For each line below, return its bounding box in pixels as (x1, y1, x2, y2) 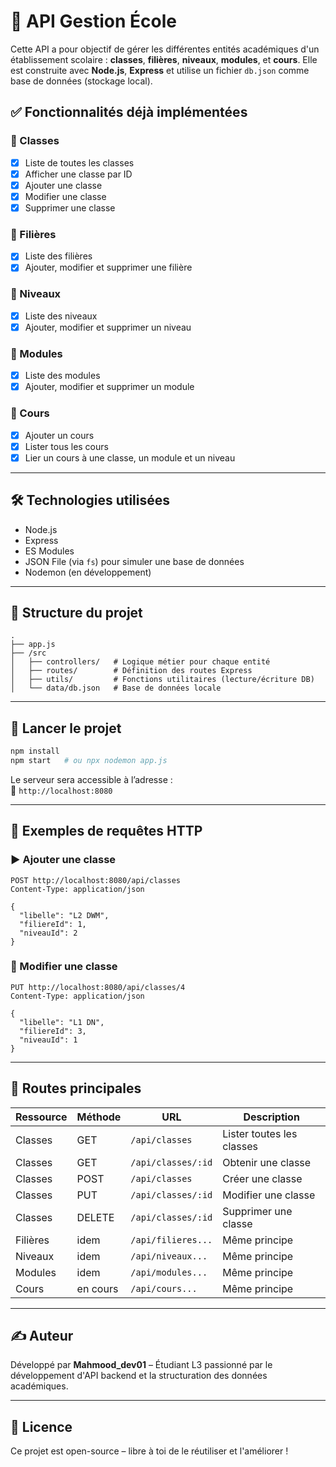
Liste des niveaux (24, 310, 98, 322)
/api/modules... (130, 1266, 208, 1278)
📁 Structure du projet (10, 604, 143, 621)
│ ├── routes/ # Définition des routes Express (10, 666, 253, 676)
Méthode (76, 1110, 122, 1124)
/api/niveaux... (130, 1250, 208, 1262)
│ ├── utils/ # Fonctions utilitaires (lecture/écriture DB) (10, 675, 315, 685)
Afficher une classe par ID (24, 168, 133, 180)
